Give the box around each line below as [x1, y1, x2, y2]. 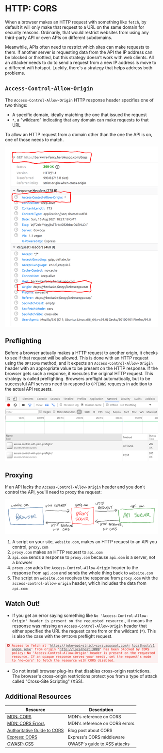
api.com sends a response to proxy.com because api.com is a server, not [12, 554, 156, 560]
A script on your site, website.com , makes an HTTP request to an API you [12, 538, 157, 544]
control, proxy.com [12, 544, 49, 550]
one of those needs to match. [5, 137, 64, 142]
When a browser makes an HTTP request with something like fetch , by [5, 19, 147, 25]
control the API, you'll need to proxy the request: [5, 489, 102, 495]
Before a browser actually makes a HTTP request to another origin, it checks [5, 350, 158, 356]
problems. [5, 70, 25, 76]
